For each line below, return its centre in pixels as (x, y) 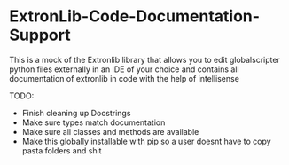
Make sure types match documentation (94, 122)
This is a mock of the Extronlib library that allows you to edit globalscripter (145, 59)
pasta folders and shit (62, 150)
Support (40, 35)
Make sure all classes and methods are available (110, 131)
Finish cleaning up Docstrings (76, 113)
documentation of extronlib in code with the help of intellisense (124, 78)
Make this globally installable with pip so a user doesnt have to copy (147, 141)
